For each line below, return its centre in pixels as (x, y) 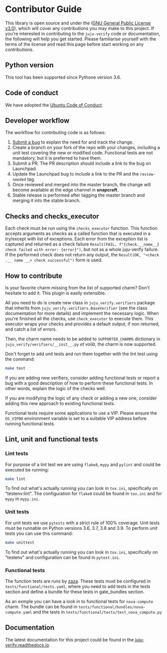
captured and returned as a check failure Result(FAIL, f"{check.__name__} (82, 244)
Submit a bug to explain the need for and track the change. (73, 142)
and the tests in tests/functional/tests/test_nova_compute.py (97, 612)
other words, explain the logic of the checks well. (56, 388)
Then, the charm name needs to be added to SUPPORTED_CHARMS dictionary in (83, 339)
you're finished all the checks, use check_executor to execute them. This (79, 319)
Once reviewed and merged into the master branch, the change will (82, 185)
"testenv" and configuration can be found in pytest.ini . (63, 557)
